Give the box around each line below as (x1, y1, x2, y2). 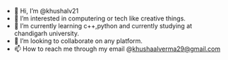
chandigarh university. (13, 29, 80, 37)
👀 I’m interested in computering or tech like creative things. (13, 14, 186, 23)
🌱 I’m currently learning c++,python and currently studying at (13, 22, 193, 30)
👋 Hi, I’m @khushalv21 (13, 7, 79, 15)
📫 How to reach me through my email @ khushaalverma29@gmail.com (13, 44, 221, 53)
